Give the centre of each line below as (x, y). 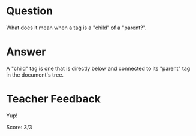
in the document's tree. (35, 75)
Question (29, 11)
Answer (26, 52)
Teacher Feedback (53, 99)
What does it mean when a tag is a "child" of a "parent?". (76, 28)
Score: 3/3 (19, 127)
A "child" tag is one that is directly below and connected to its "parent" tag (98, 68)
